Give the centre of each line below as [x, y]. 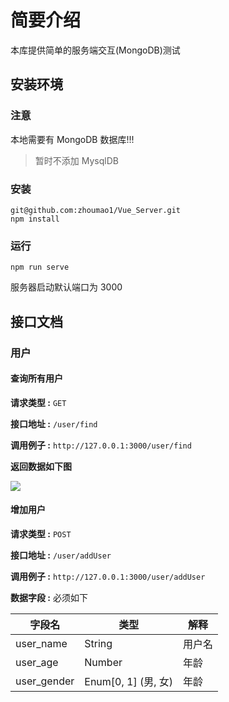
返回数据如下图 [41, 466]
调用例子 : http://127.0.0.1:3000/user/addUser [108, 576]
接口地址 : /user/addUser [61, 555]
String [98, 643]
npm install [35, 219]
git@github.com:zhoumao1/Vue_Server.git [96, 210]
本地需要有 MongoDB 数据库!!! [72, 139]
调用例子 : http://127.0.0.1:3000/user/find [101, 445]
